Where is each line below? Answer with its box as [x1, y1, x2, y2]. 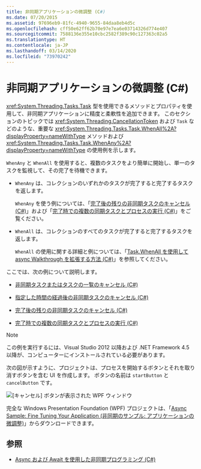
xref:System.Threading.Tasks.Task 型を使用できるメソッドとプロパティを [6, 102, 187, 109]
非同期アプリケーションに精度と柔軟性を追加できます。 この [26, 109, 175, 117]
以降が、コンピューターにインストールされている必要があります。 [6, 351, 169, 358]
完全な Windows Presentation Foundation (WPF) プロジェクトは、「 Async [6, 404, 187, 412]
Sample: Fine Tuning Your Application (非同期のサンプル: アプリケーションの [6, 412, 194, 419]
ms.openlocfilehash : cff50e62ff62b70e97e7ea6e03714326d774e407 [6, 25, 168, 32]
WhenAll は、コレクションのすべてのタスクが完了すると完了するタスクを [14, 227, 193, 234]
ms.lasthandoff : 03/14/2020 [6, 48, 77, 54]
